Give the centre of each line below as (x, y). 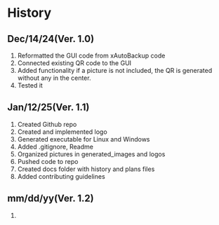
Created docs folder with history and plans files (86, 169)
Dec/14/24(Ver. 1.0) (51, 39)
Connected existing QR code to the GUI (74, 63)
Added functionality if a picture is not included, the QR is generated (115, 70)
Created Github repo (47, 124)
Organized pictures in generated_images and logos (91, 154)
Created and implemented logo (62, 132)
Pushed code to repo (48, 161)
